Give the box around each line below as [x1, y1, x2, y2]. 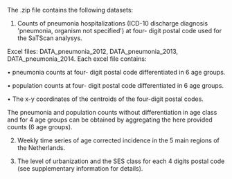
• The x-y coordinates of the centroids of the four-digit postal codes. [7, 95, 204, 103]
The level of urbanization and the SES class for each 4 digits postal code [17, 157, 225, 165]
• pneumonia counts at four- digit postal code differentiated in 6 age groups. [7, 68, 226, 76]
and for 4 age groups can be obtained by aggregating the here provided [7, 115, 213, 124]
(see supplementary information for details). [17, 164, 143, 172]
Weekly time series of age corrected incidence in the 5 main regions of [17, 136, 220, 144]
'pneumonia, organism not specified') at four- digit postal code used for [17, 27, 222, 35]
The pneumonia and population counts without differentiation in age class [7, 109, 217, 116]
